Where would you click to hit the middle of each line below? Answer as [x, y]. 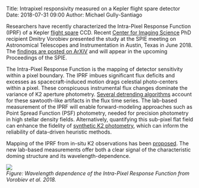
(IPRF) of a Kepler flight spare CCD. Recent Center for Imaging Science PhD [99, 33]
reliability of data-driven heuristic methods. [59, 132]
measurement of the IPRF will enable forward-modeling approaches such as [99, 107]
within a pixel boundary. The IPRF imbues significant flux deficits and [91, 75]
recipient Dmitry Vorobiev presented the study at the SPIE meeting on [91, 39]
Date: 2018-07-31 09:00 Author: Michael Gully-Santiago [74, 15]
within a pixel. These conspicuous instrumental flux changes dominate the [97, 88]
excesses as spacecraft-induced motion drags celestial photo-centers [92, 82]
